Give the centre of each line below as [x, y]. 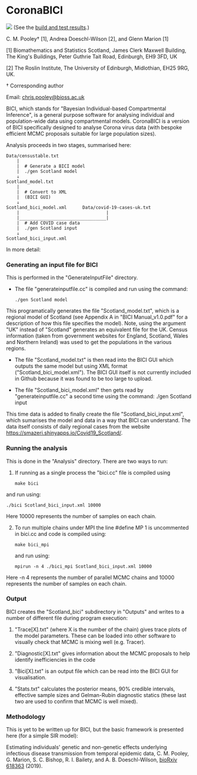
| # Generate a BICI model [51, 166]
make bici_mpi [32, 545]
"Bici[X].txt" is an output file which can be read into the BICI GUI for [96, 671]
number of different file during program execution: [67, 618]
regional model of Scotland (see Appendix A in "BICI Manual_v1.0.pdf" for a [97, 317]
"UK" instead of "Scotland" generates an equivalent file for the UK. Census [97, 330]
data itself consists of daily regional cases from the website [78, 427]
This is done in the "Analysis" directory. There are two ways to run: [87, 461]
